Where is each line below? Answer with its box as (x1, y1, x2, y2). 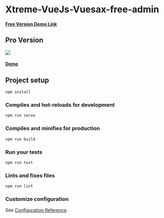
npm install (5, 89, 31, 95)
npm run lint (5, 184, 33, 189)
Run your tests (5, 148, 43, 155)
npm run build (5, 136, 36, 142)
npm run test (5, 160, 33, 165)
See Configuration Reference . (5, 207, 68, 213)
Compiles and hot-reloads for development (5, 101, 115, 108)
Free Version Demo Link (5, 21, 57, 27)
